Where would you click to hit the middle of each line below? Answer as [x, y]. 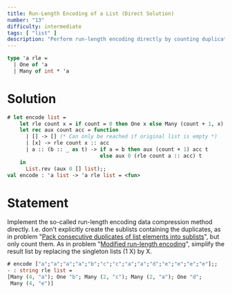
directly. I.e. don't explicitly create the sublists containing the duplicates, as [114, 230]
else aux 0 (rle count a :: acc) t [151, 156]
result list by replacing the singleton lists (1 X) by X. [80, 251]
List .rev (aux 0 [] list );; [66, 169]
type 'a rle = [28, 58]
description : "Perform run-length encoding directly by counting [103, 39]
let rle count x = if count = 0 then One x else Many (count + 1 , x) [122, 124]
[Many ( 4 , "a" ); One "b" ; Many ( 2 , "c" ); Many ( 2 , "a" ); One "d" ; [105, 277]
